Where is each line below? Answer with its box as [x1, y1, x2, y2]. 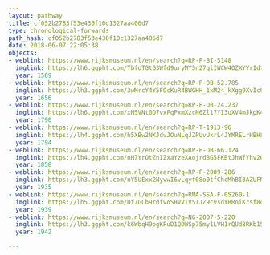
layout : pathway [8, 11, 63, 20]
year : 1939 [15, 205, 52, 213]
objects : [8, 49, 38, 57]
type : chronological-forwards [8, 26, 110, 34]
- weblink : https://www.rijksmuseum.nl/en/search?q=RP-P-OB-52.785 [8, 79, 239, 87]
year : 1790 [15, 116, 52, 124]
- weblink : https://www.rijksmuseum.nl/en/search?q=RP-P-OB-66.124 [8, 146, 239, 154]
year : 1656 [15, 94, 52, 102]
